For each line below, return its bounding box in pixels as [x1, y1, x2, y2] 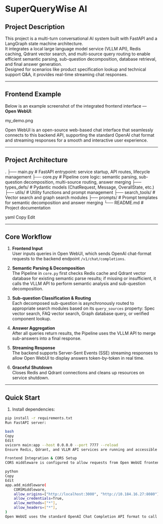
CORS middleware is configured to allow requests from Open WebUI [5, 460, 142, 465]
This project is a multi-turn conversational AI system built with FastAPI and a [5, 35, 158, 41]
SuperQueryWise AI [5, 3, 87, 15]
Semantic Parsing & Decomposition [12, 265, 85, 271]
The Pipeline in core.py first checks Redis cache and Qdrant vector [12, 270, 147, 276]
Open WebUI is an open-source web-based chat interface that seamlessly [5, 127, 154, 133]
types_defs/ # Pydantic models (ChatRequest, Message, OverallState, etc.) [5, 184, 154, 190]
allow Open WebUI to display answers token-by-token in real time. [12, 355, 145, 361]
